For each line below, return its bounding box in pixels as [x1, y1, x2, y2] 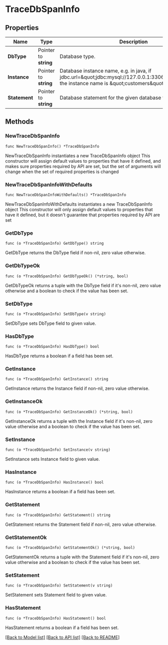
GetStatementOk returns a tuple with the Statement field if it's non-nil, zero [5, 554, 159, 560]
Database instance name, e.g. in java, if [59, 68, 151, 74]
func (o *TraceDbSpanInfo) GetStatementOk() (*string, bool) [5, 545, 135, 550]
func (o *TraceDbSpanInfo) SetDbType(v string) [5, 311, 106, 316]
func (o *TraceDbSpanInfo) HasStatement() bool [5, 615, 106, 621]
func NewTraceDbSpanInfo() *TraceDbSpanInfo [5, 144, 99, 149]
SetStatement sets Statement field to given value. [5, 592, 107, 598]
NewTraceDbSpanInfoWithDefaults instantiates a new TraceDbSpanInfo [5, 201, 152, 207]
